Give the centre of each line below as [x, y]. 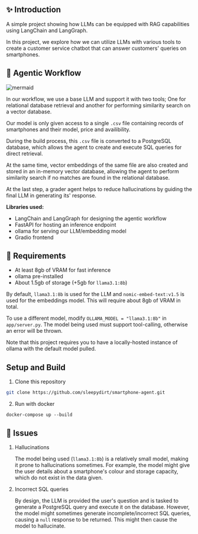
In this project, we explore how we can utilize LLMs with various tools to [94, 42]
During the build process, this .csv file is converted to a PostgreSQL [89, 141]
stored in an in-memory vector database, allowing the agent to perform [92, 171]
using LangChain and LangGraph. [47, 30]
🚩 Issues [22, 433]
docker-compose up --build [39, 415]
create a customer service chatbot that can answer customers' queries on [96, 48]
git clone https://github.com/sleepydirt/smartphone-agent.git [86, 393]
